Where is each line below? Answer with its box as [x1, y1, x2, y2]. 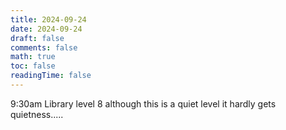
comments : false [10, 42, 78, 53]
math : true [10, 52, 56, 62]
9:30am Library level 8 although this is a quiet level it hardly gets [10, 97, 277, 110]
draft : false [10, 33, 65, 43]
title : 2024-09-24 [10, 14, 87, 25]
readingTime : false [10, 71, 92, 81]
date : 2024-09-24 [10, 24, 83, 34]
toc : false [10, 61, 56, 71]
